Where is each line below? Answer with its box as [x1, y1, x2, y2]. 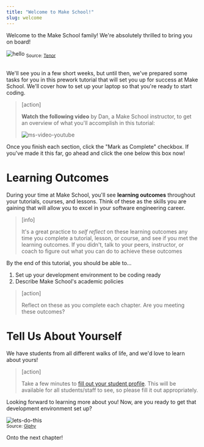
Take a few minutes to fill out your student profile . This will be [21, 380, 177, 388]
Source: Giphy [6, 423, 37, 429]
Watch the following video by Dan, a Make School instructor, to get [21, 113, 192, 120]
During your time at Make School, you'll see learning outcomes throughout [6, 191, 195, 199]
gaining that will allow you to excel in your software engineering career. [6, 205, 186, 212]
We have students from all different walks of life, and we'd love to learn [6, 350, 185, 357]
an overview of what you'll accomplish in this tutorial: [21, 119, 156, 127]
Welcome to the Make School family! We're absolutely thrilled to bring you [6, 31, 192, 39]
